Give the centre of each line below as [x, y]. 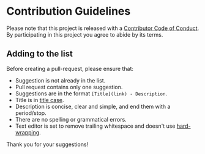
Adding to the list [40, 54]
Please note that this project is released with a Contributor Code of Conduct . [103, 28]
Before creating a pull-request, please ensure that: [70, 68]
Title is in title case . [39, 100]
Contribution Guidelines [69, 11]
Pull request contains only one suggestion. [69, 87]
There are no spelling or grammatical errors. [71, 119]
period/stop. [31, 113]
